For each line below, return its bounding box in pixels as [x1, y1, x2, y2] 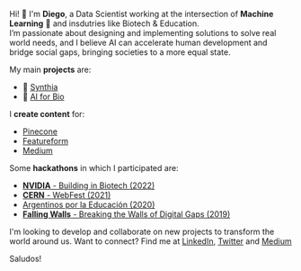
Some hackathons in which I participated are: [9, 163, 179, 173]
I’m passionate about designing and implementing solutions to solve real [9, 28, 277, 38]
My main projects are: [9, 64, 92, 75]
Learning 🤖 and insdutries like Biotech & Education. [9, 18, 199, 29]
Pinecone [22, 126, 58, 137]
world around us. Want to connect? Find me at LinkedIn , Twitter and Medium [9, 236, 292, 247]
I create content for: [9, 109, 85, 119]
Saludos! [9, 253, 42, 264]
